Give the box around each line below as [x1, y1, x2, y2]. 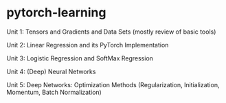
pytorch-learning [6, 5, 106, 21]
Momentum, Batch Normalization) [6, 88, 102, 96]
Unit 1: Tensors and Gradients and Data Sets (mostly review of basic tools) [6, 27, 216, 36]
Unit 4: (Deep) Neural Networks [6, 67, 96, 76]
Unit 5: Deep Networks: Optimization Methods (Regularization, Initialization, [6, 80, 220, 89]
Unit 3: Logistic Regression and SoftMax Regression [6, 54, 154, 62]
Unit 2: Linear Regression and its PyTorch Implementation [6, 41, 169, 49]
